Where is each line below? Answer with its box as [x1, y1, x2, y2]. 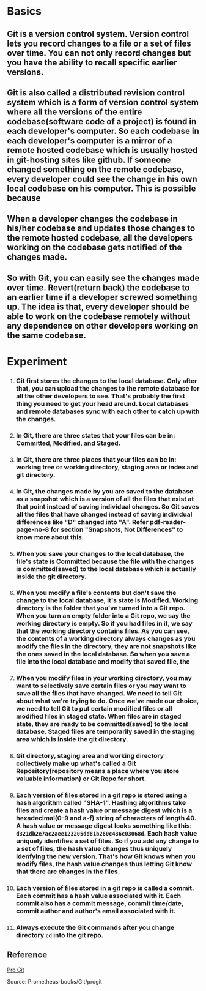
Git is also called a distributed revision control [7, 88, 185, 98]
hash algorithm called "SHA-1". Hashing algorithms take [15, 799, 186, 807]
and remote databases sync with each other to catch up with [15, 407, 200, 416]
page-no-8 [15, 525, 50, 534]
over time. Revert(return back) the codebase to [7, 282, 190, 293]
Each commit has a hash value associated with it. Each [15, 892, 182, 900]
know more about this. [15, 533, 84, 541]
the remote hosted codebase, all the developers [7, 233, 193, 243]
